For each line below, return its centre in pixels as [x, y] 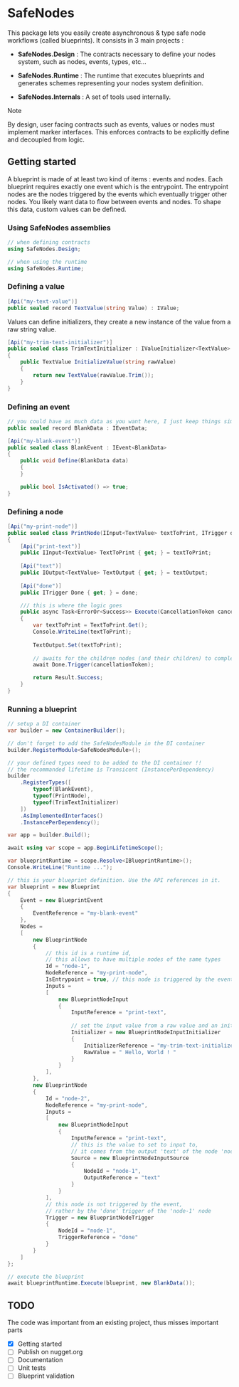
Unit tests [32, 1368]
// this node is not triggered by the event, [114, 1204]
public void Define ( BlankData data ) [75, 461]
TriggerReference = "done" [98, 1238]
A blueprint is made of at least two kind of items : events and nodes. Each [115, 179]
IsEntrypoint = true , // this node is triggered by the [130, 979]
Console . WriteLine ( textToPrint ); [83, 632]
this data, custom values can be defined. [67, 209]
